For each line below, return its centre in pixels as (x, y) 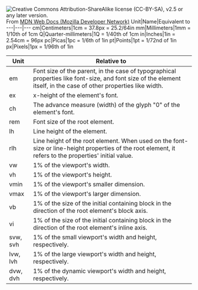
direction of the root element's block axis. (91, 211)
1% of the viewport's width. (72, 165)
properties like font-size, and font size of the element (107, 78)
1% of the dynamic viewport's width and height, (100, 271)
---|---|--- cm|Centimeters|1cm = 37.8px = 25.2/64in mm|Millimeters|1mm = (98, 28)
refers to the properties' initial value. (83, 156)
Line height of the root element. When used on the (103, 141)
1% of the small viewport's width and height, (95, 237)
